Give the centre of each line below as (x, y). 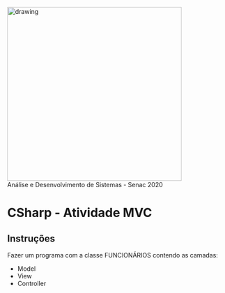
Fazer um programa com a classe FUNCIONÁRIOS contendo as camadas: (113, 255)
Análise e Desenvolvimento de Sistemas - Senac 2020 (85, 185)
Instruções (31, 238)
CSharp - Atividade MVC (80, 213)
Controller (32, 283)
